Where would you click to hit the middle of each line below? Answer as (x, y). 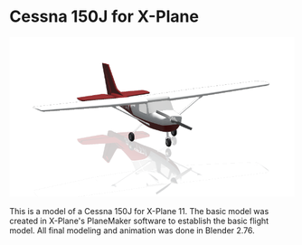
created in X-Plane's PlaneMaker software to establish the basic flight (139, 221)
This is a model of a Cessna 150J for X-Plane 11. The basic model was (139, 212)
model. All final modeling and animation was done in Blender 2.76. (132, 231)
